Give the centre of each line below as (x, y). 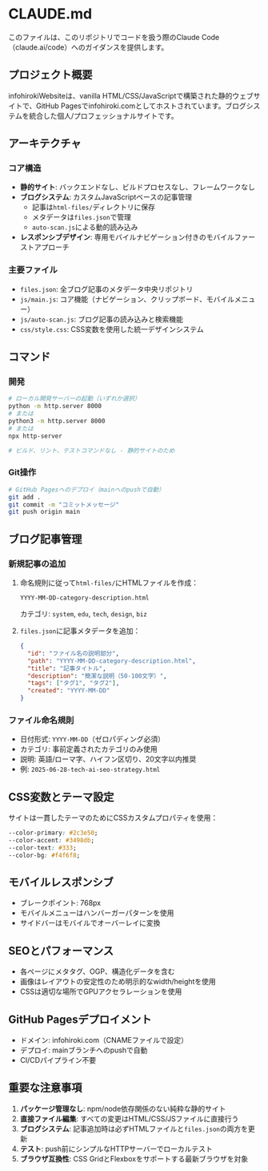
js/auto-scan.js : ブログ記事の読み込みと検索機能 (102, 319)
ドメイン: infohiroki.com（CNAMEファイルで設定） (104, 1040)
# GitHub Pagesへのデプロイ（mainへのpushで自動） (87, 490)
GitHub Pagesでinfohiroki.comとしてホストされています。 (130, 106)
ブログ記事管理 (45, 539)
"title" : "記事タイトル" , (67, 668)
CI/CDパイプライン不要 (58, 1060)
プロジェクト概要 (50, 75)
